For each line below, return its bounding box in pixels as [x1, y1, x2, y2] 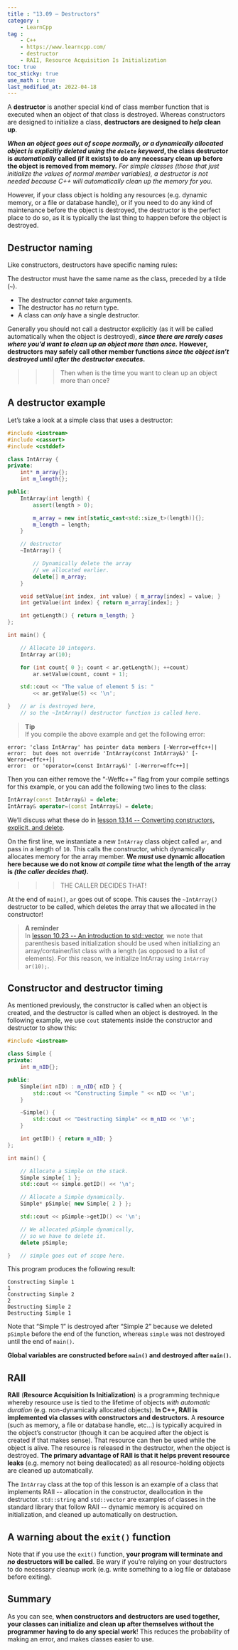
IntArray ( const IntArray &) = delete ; [7, 796, 119, 803]
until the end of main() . [7, 1338, 75, 1346]
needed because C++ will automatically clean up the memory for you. [7, 177, 213, 186]
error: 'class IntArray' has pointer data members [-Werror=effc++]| [7, 743, 218, 751]
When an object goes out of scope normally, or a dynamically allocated [7, 140, 224, 148]
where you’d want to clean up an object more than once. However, [7, 340, 208, 349]
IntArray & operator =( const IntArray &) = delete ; [7, 802, 154, 810]
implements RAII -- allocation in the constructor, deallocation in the [7, 1488, 203, 1496]
